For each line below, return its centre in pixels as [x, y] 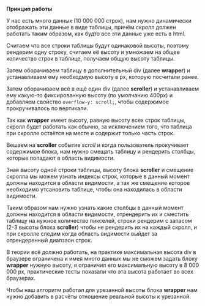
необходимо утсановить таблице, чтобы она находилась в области [94, 189]
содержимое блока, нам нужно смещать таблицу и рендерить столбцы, [101, 151]
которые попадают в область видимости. [61, 158]
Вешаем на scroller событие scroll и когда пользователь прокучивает [98, 145]
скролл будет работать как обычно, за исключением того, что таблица [99, 127]
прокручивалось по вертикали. [47, 108]
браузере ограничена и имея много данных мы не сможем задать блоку [102, 259]
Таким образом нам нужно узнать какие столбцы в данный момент [95, 208]
